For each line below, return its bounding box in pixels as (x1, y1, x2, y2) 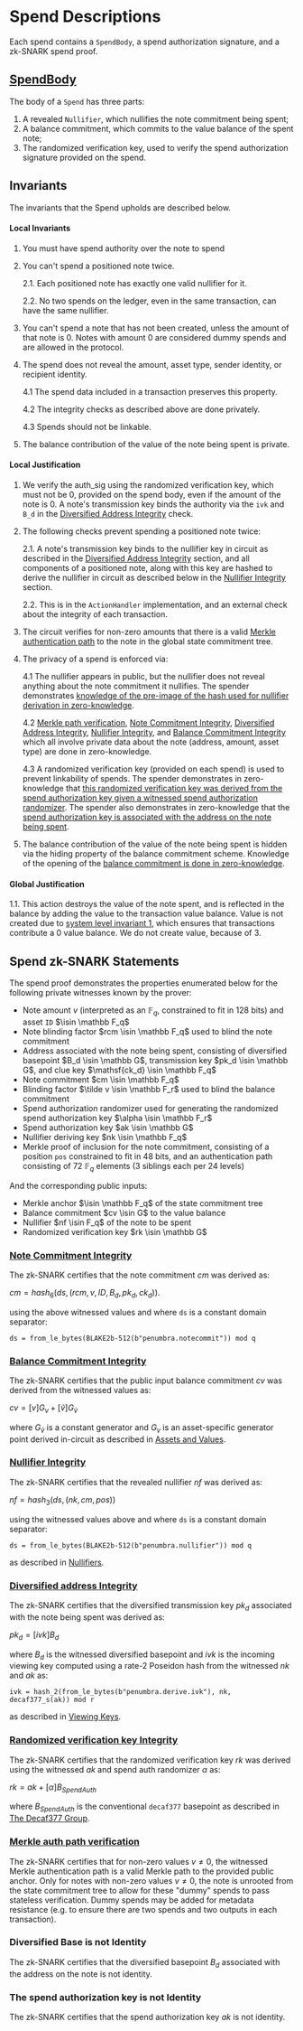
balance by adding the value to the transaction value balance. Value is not (9, 908, 284, 919)
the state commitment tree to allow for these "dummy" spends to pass (9, 1885, 271, 1895)
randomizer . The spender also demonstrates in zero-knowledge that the (22, 801, 290, 812)
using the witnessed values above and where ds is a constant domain (9, 1513, 267, 1524)
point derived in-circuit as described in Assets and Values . (9, 1434, 226, 1445)
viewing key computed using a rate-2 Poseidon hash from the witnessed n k (9, 1661, 290, 1671)
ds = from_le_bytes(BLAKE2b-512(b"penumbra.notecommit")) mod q (9, 1334, 256, 1343)
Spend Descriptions (9, 6, 161, 27)
